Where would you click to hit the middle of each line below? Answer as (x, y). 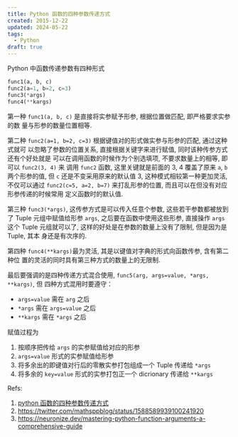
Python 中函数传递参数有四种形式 (56, 68)
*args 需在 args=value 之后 (56, 308)
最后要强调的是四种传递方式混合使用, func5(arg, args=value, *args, (108, 274)
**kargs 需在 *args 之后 (52, 317)
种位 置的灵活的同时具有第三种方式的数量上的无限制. (84, 259)
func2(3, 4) (39, 168)
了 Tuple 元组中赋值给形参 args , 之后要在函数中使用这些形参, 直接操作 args (116, 217)
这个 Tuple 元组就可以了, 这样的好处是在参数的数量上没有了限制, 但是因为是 (117, 227)
